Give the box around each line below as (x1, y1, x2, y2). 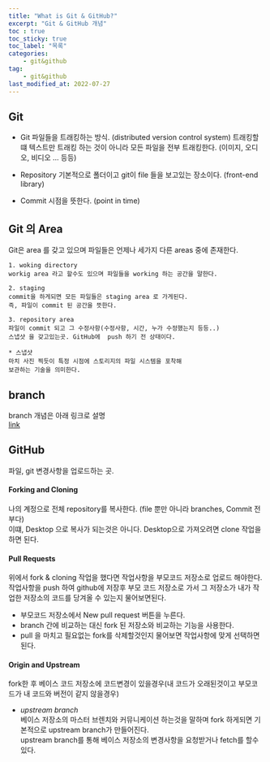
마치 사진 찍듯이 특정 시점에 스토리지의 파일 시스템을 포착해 (8, 357, 182, 366)
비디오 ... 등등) (31, 153, 77, 162)
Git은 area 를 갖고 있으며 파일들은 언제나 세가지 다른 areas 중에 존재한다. (8, 245, 239, 255)
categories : (8, 50, 49, 58)
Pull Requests (8, 553, 56, 563)
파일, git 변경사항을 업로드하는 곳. (8, 465, 114, 475)
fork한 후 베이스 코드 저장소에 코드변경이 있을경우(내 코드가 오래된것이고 (8, 679, 237, 689)
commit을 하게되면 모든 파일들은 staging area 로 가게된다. (8, 293, 188, 301)
